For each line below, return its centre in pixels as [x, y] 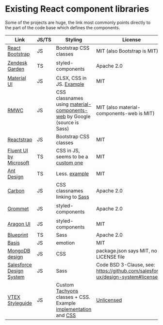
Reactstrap [20, 139]
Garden [16, 69]
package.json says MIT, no [127, 250]
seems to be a [72, 156]
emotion [65, 243]
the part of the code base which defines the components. [63, 27]
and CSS [66, 315]
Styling [74, 39]
